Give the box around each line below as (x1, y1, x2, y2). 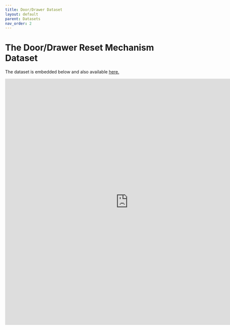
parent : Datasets (5, 16, 41, 21)
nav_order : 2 (5, 21, 32, 26)
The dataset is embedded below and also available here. (5, 69, 119, 75)
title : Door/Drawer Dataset (5, 7, 63, 12)
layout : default (5, 12, 38, 17)
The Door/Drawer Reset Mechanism (5, 42, 154, 53)
